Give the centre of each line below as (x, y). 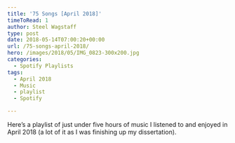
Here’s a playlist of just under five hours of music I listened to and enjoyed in (117, 124)
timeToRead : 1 (28, 20)
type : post (23, 33)
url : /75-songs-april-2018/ (48, 46)
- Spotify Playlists (43, 66)
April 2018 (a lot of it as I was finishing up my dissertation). (92, 132)
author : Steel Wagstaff (42, 27)
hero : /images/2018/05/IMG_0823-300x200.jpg (73, 53)
